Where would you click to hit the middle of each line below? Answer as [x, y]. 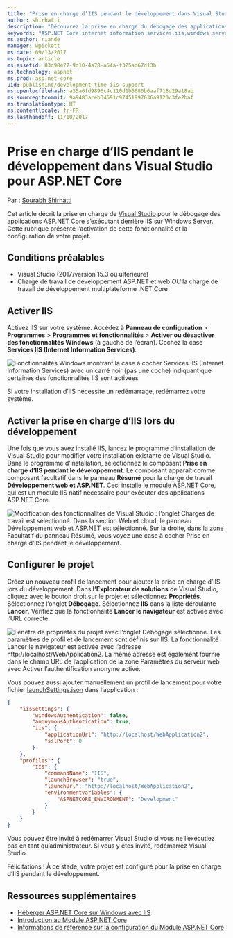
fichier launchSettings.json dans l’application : [73, 689]
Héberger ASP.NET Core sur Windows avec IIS [84, 913]
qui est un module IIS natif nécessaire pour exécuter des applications [106, 493]
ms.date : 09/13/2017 [37, 53]
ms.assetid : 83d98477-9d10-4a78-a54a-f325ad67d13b [82, 65]
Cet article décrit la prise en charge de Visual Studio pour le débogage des [114, 213]
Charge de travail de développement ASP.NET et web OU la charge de [118, 281]
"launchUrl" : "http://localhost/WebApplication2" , [119, 787]
